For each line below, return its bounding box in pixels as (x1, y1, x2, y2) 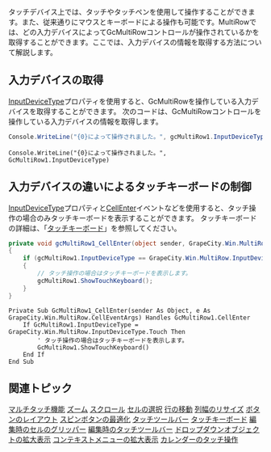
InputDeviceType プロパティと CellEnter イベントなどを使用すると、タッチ (8, 203, 249, 213)
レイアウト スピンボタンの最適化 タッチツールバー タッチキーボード (22, 415, 248, 425)
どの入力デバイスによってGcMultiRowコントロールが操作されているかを (22, 27, 260, 36)
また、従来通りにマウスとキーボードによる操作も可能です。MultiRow (21, 17, 250, 27)
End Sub (8, 357, 35, 365)
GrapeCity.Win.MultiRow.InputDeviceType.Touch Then (8, 327, 186, 336)
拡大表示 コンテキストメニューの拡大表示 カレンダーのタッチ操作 (22, 435, 239, 445)
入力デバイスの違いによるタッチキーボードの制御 (8, 180, 252, 194)
